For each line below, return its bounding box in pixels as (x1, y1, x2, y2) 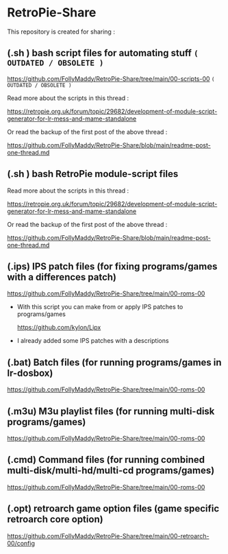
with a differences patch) (7, 271, 117, 282)
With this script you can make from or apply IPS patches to (16, 303, 183, 311)
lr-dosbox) (7, 367, 53, 378)
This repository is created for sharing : (7, 27, 115, 36)
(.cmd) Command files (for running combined (7, 454, 205, 466)
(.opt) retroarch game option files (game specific (7, 503, 220, 515)
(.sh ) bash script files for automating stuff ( (7, 47, 199, 59)
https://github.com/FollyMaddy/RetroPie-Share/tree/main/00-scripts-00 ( (7, 74, 215, 83)
